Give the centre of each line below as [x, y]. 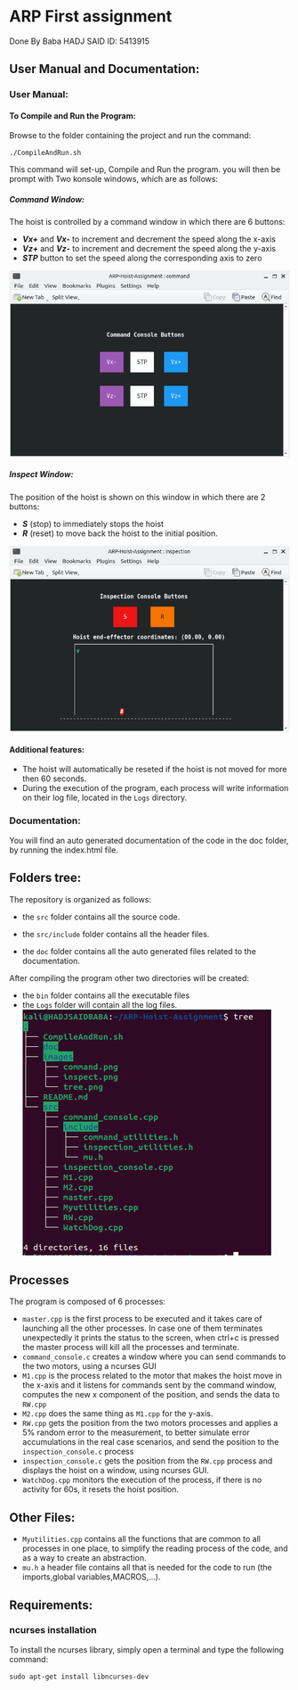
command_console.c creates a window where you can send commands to [154, 1356]
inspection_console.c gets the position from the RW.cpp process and [147, 1461]
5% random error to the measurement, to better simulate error [136, 1432]
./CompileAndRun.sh [45, 153]
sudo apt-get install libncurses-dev [79, 1677]
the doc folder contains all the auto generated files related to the [139, 951]
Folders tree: [45, 878]
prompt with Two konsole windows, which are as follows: [114, 179]
